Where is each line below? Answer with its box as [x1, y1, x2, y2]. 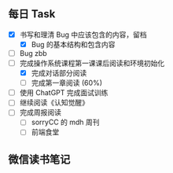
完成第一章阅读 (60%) [31, 78, 102, 88]
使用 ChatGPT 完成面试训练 [19, 88, 109, 98]
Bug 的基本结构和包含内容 [31, 39, 116, 49]
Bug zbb [19, 48, 47, 57]
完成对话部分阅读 [31, 68, 87, 78]
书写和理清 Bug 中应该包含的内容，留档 [19, 30, 147, 39]
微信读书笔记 [8, 153, 71, 166]
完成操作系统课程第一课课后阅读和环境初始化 [19, 58, 165, 68]
